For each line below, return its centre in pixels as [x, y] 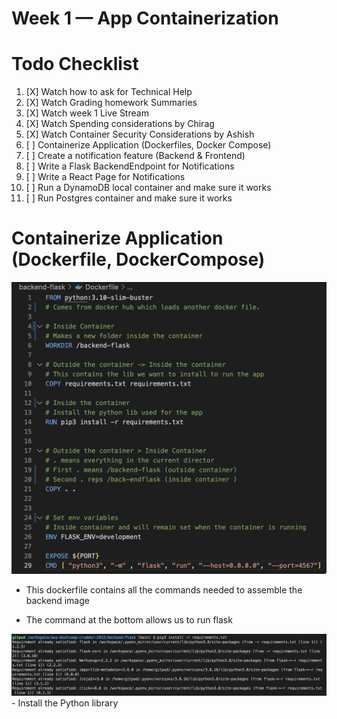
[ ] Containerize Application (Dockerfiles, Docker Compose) [148, 145]
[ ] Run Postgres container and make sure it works [129, 198]
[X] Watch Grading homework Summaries [111, 103]
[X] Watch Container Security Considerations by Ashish [140, 134]
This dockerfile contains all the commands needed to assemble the [164, 589]
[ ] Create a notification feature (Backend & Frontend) [135, 156]
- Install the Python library [65, 703]
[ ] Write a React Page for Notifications [105, 177]
